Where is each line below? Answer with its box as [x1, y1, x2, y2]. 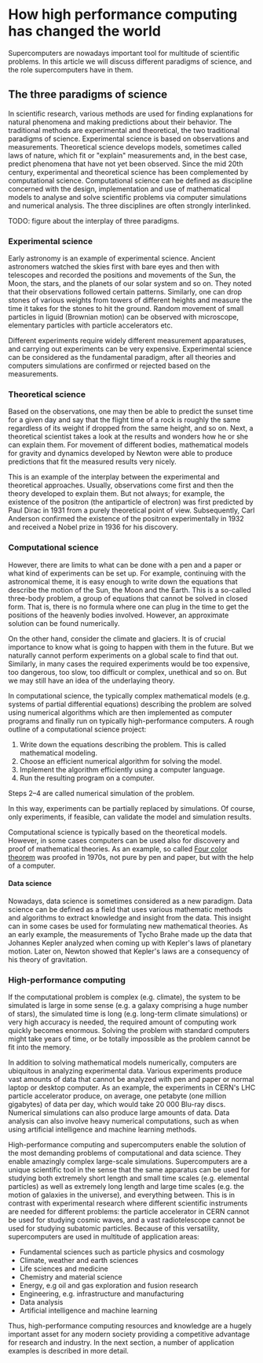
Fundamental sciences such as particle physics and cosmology [19, 1247, 225, 1257]
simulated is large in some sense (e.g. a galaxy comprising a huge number [8, 1001, 249, 1010]
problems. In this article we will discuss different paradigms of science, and [8, 57, 253, 66]
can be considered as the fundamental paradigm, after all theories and [8, 353, 236, 362]
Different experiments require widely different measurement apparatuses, [8, 336, 246, 346]
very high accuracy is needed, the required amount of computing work [8, 1017, 237, 1027]
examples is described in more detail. [8, 1346, 130, 1356]
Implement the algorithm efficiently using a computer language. [19, 765, 225, 774]
